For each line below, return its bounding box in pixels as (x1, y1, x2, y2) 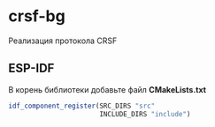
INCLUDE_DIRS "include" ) (99, 109, 191, 118)
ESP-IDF (8, 61, 55, 76)
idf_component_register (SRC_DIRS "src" (8, 101, 156, 110)
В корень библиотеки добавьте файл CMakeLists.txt (8, 84, 207, 94)
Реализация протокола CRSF (8, 35, 118, 46)
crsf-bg (8, 6, 65, 26)
